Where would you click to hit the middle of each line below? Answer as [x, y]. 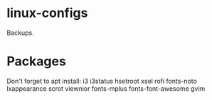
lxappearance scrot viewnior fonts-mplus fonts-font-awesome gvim [106, 88]
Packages [37, 61]
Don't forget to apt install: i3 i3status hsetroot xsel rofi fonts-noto [102, 81]
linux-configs [47, 13]
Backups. [20, 33]
